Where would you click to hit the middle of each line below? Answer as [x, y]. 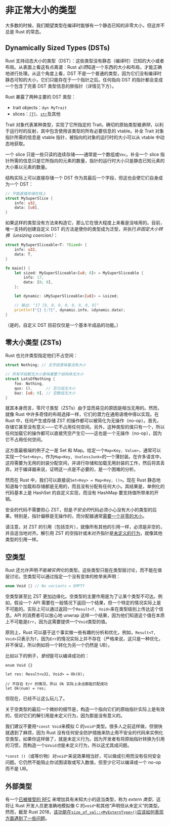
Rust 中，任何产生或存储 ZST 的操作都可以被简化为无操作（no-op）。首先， [83, 421]
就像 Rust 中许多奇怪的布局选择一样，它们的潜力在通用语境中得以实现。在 [82, 414]
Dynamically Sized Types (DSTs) [58, 48]
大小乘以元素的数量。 [27, 167]
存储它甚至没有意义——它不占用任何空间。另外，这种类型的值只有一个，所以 [85, 427]
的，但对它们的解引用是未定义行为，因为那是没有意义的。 [65, 716]
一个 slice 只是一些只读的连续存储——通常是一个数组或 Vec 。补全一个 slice [82, 154]
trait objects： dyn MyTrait [40, 107]
